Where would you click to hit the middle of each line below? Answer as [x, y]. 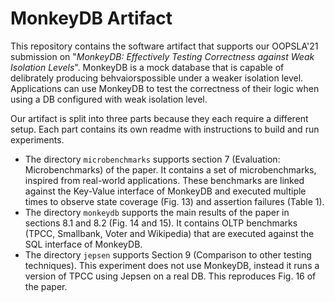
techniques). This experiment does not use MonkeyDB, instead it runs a [172, 265]
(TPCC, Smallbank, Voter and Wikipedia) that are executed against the [169, 233]
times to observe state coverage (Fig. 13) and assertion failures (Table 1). [174, 201]
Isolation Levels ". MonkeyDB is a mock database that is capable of [147, 67]
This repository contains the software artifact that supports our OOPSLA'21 [164, 46]
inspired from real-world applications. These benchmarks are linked [164, 180]
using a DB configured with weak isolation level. [109, 99]
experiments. [37, 139]
